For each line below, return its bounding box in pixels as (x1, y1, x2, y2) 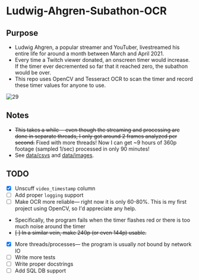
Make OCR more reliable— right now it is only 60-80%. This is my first (14, 198, 187, 205)
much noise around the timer (14, 222, 86, 230)
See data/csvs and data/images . (14, 151, 94, 158)
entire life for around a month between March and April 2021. (14, 50, 165, 57)
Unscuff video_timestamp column (14, 185, 96, 192)
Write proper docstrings (14, 260, 74, 267)
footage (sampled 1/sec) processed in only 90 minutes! (14, 145, 150, 153)
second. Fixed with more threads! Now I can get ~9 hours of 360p (14, 139, 177, 146)
